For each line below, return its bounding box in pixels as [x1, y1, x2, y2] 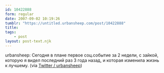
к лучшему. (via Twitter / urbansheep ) [5, 62, 82, 68]
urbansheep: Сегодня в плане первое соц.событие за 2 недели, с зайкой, [5, 52, 159, 58]
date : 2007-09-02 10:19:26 [5, 16, 60, 21]
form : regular [5, 12, 34, 17]
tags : [5, 30, 16, 35]
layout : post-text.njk [5, 39, 51, 44]
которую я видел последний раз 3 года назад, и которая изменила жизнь [5, 57, 160, 63]
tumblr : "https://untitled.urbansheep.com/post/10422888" [5, 20, 126, 26]
